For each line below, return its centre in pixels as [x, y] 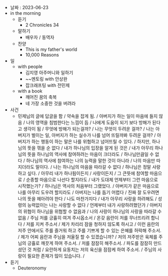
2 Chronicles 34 [42, 25]
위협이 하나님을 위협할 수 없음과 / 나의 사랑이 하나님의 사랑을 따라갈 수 [92, 211]
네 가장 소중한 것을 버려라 [50, 103]
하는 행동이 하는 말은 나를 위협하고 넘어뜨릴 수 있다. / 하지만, [91, 142]
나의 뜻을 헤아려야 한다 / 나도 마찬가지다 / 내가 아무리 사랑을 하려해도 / [87, 199]
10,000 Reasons [42, 55]
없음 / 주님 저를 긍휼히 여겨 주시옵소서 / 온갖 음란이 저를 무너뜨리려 [84, 218]
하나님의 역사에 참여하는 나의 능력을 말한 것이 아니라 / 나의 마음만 [91, 161]
